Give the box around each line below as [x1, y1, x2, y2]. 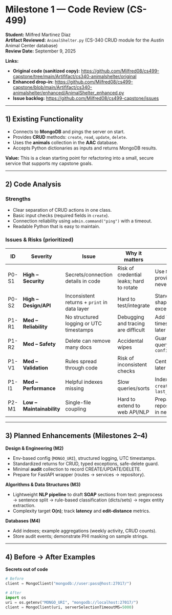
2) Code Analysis [5, 180, 61, 189]
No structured [65, 313, 99, 321]
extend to [117, 402, 141, 409]
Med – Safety [23, 340, 56, 347]
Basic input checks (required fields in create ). [12, 212, 109, 219]
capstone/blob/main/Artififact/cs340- [12, 84, 93, 90]
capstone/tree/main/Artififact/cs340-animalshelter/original [12, 73, 137, 79]
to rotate [117, 284, 138, 291]
